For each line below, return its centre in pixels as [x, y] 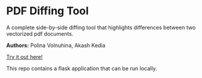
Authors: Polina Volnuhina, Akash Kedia [56, 45]
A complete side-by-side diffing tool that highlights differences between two [101, 27]
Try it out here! [25, 57]
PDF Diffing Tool [48, 11]
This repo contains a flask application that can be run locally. [82, 68]
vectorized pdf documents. [40, 33]
